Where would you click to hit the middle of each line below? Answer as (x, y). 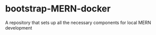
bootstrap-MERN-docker (58, 9)
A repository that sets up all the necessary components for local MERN (78, 22)
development (19, 27)
